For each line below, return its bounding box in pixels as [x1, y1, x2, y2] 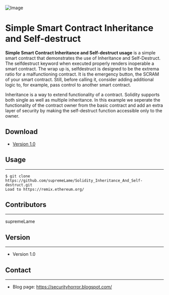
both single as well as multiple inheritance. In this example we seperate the [5, 97, 160, 103]
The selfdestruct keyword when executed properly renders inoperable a [5, 60, 154, 66]
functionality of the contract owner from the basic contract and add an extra [5, 102, 163, 108]
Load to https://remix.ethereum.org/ [5, 187, 84, 192]
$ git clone [5, 174, 30, 179]
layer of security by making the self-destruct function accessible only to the [5, 107, 162, 113]
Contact [5, 266, 31, 274]
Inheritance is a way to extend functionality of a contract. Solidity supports [5, 91, 160, 98]
